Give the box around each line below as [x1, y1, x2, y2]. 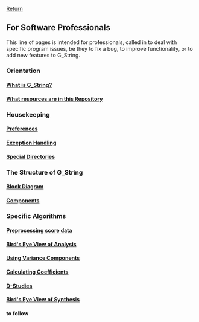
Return [6, 5, 23, 12]
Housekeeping [6, 110, 50, 118]
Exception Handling [6, 139, 57, 147]
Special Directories [6, 153, 55, 160]
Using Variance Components [6, 254, 80, 262]
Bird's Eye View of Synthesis [6, 296, 80, 303]
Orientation [6, 66, 40, 75]
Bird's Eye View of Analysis [6, 240, 77, 248]
